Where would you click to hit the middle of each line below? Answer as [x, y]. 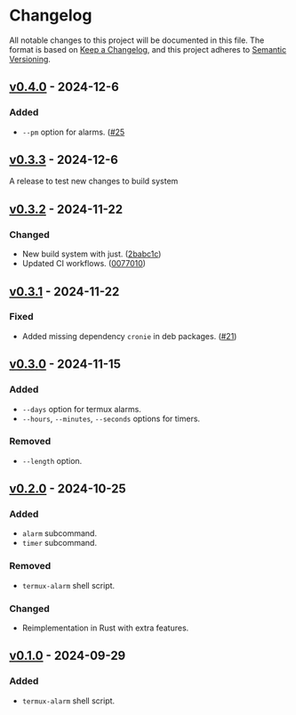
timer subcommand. [60, 543]
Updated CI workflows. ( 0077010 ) [84, 264]
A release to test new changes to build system [94, 181]
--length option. [52, 460]
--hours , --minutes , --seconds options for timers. [111, 418]
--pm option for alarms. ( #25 [73, 132]
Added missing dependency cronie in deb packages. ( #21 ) [129, 336]
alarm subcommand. [60, 533]
